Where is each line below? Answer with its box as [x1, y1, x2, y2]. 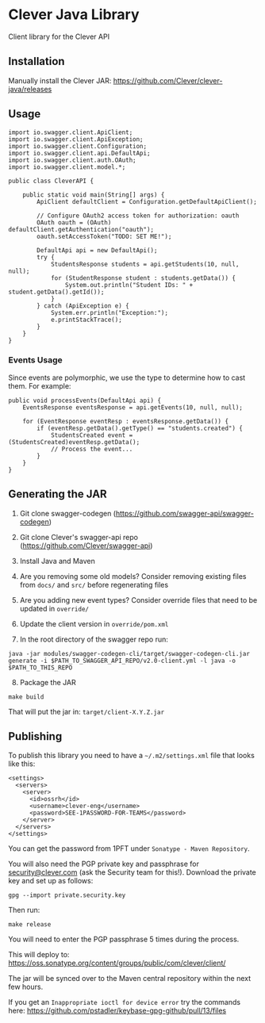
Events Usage [8, 354, 63, 366]
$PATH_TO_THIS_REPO [8, 664, 73, 672]
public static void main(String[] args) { [22, 190, 165, 199]
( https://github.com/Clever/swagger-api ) [19, 541, 153, 550]
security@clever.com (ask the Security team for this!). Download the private [8, 868, 256, 877]
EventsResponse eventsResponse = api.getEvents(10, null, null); [22, 403, 244, 412]
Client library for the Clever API [8, 32, 109, 41]
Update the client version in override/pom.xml [19, 619, 169, 628]
